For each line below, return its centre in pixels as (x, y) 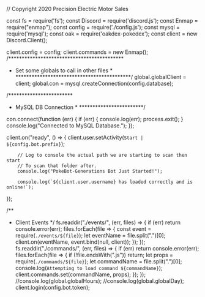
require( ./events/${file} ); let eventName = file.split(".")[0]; (90, 235)
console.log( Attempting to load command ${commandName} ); (89, 268)
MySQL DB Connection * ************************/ (80, 107)
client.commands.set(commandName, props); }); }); (80, 274)
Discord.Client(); (27, 40)
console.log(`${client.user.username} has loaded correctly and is (105, 182)
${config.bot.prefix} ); (36, 144)
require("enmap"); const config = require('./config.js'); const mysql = (93, 27)
